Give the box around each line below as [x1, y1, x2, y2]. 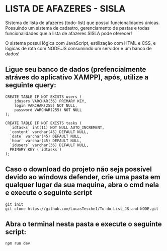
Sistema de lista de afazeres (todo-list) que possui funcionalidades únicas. [5, 20, 160, 26]
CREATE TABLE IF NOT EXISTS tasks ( [5, 120, 82, 125]
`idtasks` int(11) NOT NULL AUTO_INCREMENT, [10, 125, 105, 130]
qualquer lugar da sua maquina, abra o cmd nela [5, 181, 159, 189]
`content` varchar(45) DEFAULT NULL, [10, 129, 89, 135]
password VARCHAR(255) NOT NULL [14, 107, 82, 112]
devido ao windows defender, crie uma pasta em [5, 173, 160, 181]
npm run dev [5, 241, 30, 246]
